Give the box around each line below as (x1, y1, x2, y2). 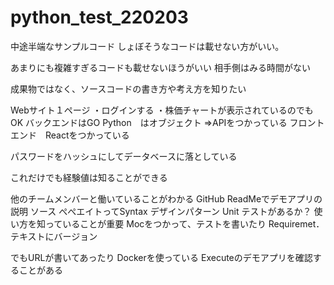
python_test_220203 (10, 6, 189, 29)
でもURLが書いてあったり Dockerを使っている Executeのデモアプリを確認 (10, 251, 313, 263)
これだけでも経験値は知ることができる (10, 171, 168, 183)
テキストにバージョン (10, 230, 98, 242)
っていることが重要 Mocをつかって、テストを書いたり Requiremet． (44, 217, 325, 230)
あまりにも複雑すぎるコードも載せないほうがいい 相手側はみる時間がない (10, 61, 311, 73)
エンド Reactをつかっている (10, 129, 130, 141)
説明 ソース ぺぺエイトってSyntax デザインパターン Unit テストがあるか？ (10, 205, 312, 217)
